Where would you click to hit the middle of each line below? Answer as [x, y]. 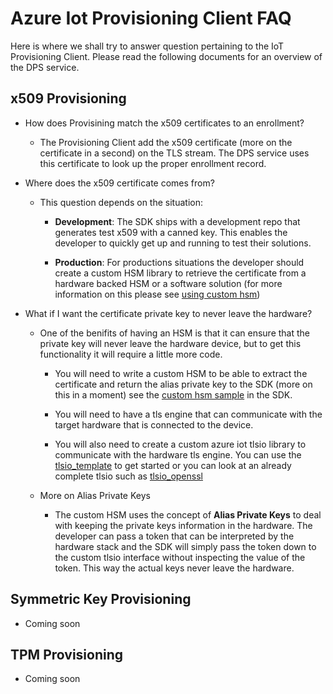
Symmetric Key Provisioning [101, 599]
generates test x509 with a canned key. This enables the [171, 232]
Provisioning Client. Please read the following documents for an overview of [166, 56]
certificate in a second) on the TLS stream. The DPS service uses [174, 153]
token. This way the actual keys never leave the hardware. [174, 568]
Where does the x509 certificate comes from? [119, 183]
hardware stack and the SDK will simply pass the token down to [185, 546]
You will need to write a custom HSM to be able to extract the [181, 373]
